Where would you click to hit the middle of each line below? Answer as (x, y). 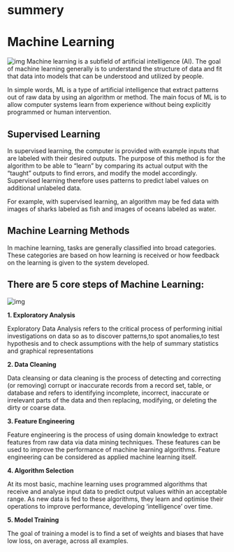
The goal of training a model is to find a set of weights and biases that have (116, 533)
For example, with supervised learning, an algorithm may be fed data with (113, 201)
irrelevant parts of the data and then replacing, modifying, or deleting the (112, 400)
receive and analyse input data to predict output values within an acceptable (117, 491)
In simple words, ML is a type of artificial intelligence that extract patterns (113, 90)
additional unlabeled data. (44, 188)
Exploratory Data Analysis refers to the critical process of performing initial (115, 328)
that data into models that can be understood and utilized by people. (105, 76)
